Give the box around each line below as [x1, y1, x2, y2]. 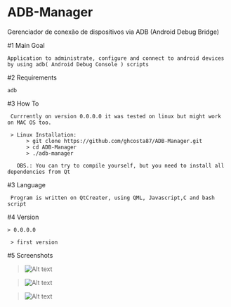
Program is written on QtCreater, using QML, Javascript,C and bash [10, 194, 216, 201]
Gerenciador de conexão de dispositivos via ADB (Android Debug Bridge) [7, 27, 220, 36]
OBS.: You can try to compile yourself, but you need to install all [16, 162, 225, 169]
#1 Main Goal [7, 41, 45, 49]
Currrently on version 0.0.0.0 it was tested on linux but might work [10, 113, 221, 120]
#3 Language [7, 180, 46, 189]
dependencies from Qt [7, 168, 71, 175]
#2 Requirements [7, 73, 58, 82]
